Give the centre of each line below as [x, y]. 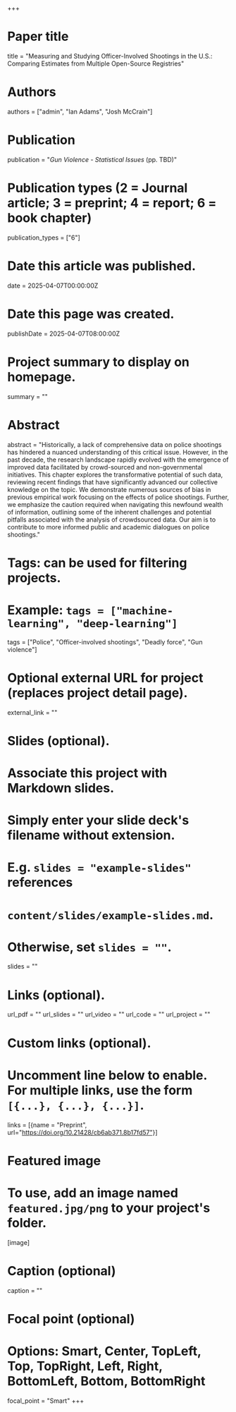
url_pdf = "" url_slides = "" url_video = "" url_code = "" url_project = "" [109, 1014]
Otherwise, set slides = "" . [89, 947]
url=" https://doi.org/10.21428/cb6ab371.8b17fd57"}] [82, 1132]
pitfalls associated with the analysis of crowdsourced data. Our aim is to [112, 520]
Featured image [54, 1161]
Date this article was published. [101, 266]
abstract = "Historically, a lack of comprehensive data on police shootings [114, 444]
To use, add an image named [93, 1193]
